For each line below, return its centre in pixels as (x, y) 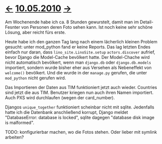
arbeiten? (15, 137)
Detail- (147, 22)
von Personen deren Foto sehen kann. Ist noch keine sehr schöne (87, 27)
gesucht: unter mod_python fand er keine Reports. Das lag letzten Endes (78, 47)
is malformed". (20, 123)
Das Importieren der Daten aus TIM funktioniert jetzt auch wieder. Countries (81, 87)
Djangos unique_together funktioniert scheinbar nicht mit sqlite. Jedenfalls (80, 107)
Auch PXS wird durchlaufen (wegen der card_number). (60, 97)
